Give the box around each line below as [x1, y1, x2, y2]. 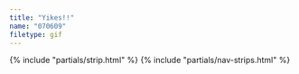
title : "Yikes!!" [9, 13, 75, 23]
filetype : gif [9, 30, 63, 39]
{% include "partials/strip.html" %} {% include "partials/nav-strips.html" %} [9, 55, 291, 66]
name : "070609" [9, 22, 67, 31]
